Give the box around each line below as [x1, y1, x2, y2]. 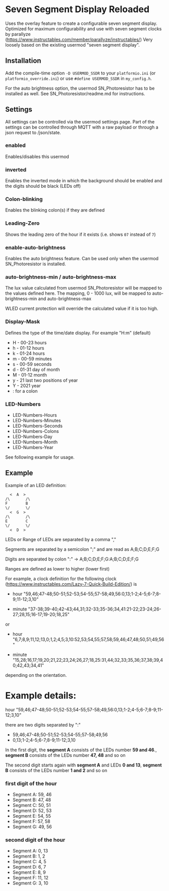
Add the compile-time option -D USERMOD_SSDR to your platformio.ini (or [5, 70, 156, 76]
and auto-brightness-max [38, 296, 92, 302]
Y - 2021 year [12, 382, 41, 388]
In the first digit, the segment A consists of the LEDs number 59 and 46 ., [5, 747, 157, 753]
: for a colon [12, 388, 38, 394]
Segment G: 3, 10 [12, 880, 48, 886]
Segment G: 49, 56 [12, 824, 52, 830]
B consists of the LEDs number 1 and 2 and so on [5, 767, 107, 773]
